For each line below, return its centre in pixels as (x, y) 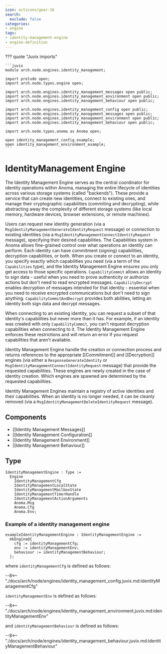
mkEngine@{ (21, 539)
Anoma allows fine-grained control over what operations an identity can (79, 245)
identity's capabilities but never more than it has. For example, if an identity (82, 318)
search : (13, 14)
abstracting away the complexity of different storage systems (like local (79, 209)
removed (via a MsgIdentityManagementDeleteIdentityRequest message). (79, 401)
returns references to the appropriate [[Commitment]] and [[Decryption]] (80, 355)
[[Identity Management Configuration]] (52, 435)
